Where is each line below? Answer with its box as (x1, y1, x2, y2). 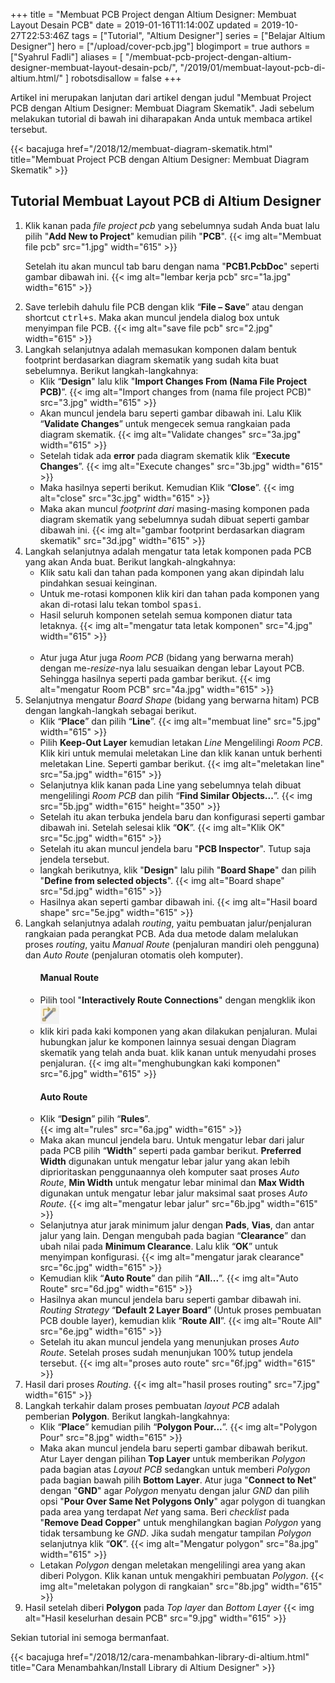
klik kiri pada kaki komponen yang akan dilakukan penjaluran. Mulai (39, 1025, 318, 1038)
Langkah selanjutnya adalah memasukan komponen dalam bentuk (24, 343, 297, 355)
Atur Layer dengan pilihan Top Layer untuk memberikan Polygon (39, 1453, 306, 1465)
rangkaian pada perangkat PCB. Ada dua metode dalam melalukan (24, 927, 299, 939)
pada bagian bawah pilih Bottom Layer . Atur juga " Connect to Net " (39, 1474, 317, 1486)
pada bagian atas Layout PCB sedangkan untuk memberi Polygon (39, 1464, 311, 1476)
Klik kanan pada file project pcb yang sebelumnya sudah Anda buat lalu (24, 219, 320, 231)
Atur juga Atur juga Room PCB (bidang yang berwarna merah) (39, 651, 295, 663)
